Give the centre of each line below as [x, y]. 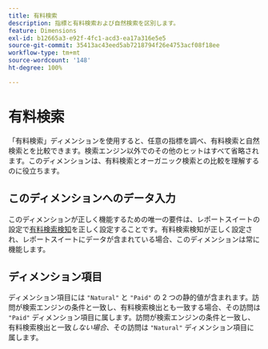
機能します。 [29, 249]
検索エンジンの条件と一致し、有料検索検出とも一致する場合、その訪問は [141, 307]
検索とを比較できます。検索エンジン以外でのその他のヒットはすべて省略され [134, 150]
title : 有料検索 [33, 16]
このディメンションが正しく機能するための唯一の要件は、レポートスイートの [134, 219]
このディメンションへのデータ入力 [92, 198]
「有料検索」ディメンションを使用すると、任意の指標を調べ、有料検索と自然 [134, 140]
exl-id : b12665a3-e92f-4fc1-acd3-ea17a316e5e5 [87, 38]
